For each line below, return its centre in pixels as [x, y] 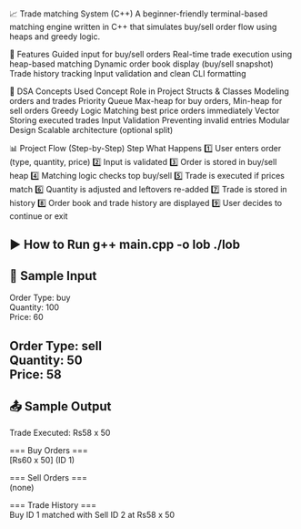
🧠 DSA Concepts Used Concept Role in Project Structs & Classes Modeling [149, 91]
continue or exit [39, 216]
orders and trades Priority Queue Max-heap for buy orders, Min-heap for [146, 101]
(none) [22, 488]
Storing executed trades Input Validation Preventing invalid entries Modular [150, 120]
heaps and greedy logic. [55, 36]
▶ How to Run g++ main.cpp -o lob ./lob [125, 245]
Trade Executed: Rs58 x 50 [60, 433]
